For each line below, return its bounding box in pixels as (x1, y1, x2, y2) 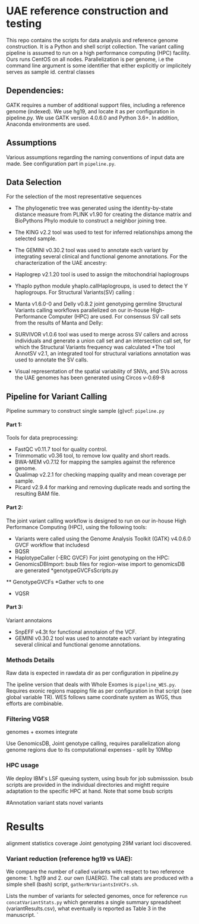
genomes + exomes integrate (6, 728, 78, 736)
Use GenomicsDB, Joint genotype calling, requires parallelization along (6, 740, 180, 747)
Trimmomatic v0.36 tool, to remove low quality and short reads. (14, 452, 170, 459)
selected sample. (14, 235, 57, 242)
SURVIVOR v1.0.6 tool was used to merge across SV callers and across (14, 331, 188, 338)
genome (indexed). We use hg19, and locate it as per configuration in (6, 107, 175, 115)
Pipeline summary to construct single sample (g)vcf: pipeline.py (6, 407, 165, 415)
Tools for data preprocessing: (6, 434, 78, 441)
